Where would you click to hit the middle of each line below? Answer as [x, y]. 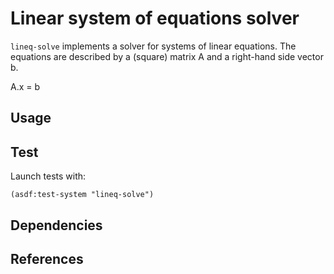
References [47, 258]
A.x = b [25, 86]
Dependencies [56, 225]
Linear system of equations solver [155, 18]
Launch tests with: [48, 176]
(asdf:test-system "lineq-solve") [82, 195]
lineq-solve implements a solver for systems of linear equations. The [153, 46]
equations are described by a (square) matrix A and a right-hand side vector [167, 56]
